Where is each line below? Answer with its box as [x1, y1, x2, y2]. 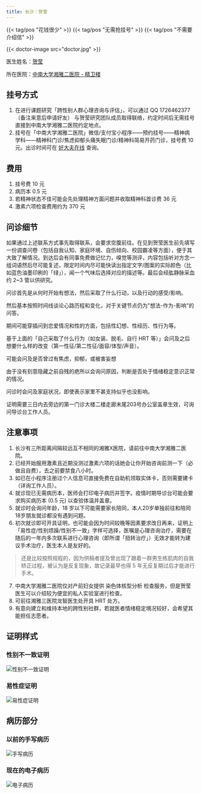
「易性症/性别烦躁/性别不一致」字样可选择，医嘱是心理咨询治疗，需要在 [14, 526, 192, 534]
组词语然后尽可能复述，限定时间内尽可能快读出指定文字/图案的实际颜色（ [6, 262, 187, 269]
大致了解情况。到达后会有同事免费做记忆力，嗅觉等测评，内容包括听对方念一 [6, 254, 195, 261]
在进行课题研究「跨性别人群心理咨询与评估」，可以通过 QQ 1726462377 [14, 107, 190, 114]
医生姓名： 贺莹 [6, 57, 43, 65]
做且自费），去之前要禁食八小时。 [14, 466, 97, 474]
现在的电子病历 [6, 766, 50, 775]
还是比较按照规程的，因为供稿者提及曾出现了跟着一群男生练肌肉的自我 [20, 554, 194, 562]
